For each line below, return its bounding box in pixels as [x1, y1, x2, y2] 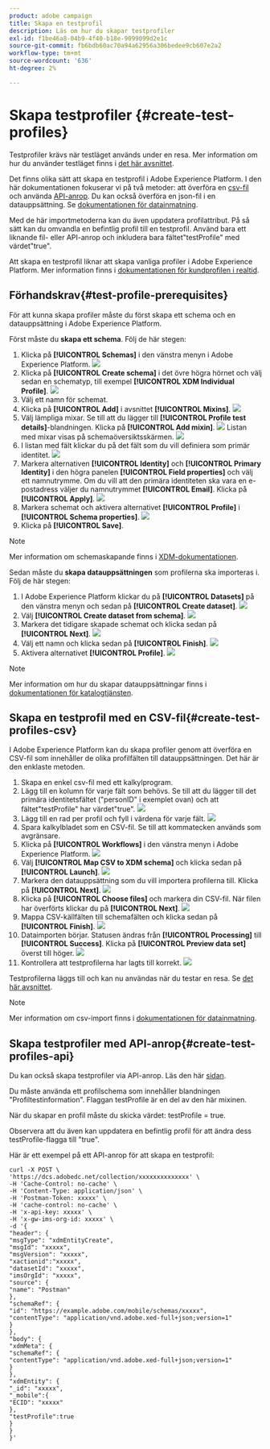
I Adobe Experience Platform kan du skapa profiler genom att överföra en [9, 745, 252, 754]
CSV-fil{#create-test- [149, 711, 260, 724]
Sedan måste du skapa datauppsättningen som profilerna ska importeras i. [9, 567, 260, 577]
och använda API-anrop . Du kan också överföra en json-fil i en [9, 191, 216, 201]
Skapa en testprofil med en [9, 711, 147, 724]
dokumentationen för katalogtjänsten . [9, 687, 133, 697]
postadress [20, 484, 59, 494]
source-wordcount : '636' [9, 57, 92, 65]
